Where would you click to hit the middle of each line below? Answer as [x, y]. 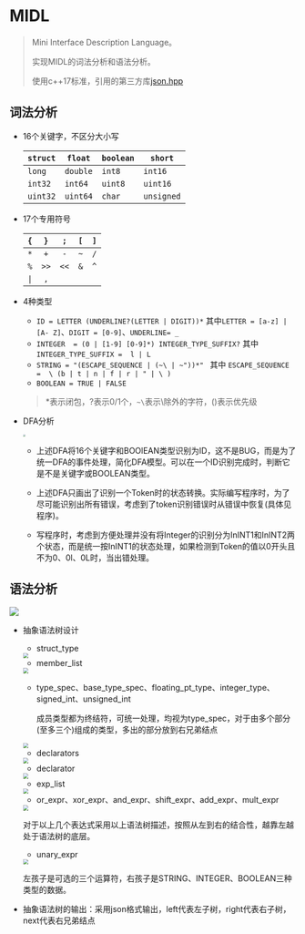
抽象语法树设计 [51, 630]
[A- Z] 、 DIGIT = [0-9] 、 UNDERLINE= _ [107, 332]
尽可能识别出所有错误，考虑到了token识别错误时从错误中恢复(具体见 [164, 504]
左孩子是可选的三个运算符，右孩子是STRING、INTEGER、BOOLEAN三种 [158, 878]
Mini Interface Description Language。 [104, 42]
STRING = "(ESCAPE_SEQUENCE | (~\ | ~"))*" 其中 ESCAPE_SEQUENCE [163, 364]
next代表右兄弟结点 [59, 920]
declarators [58, 754]
